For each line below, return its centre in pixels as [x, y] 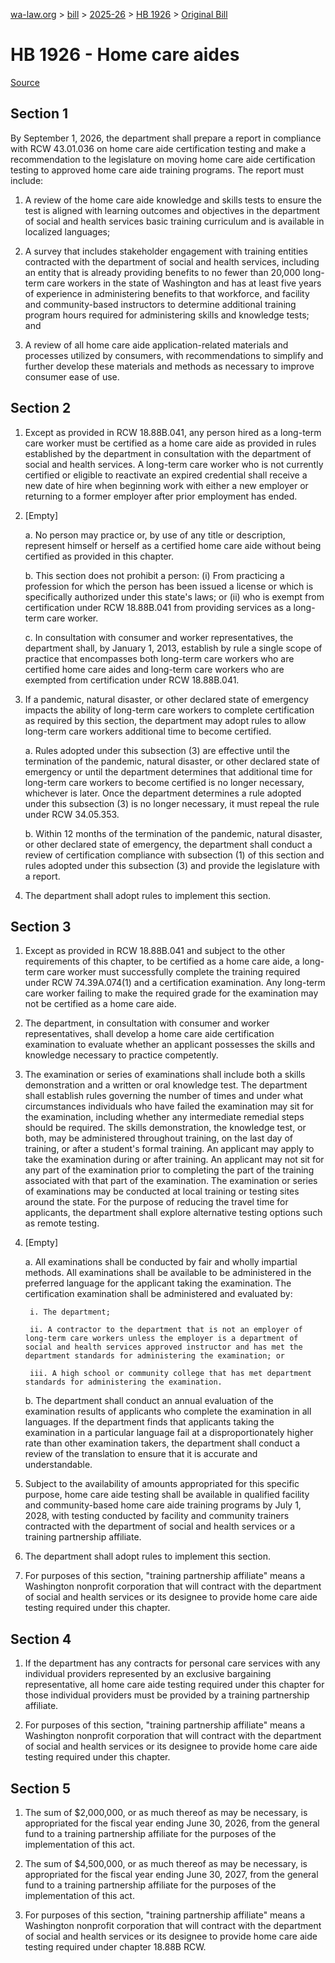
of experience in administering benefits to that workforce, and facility [167, 293]
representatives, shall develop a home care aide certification [149, 1034]
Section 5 [40, 1788]
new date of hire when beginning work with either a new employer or [166, 485]
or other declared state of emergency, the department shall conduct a [168, 844]
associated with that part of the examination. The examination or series [171, 1181]
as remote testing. [62, 1223]
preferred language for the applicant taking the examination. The [158, 1283]
